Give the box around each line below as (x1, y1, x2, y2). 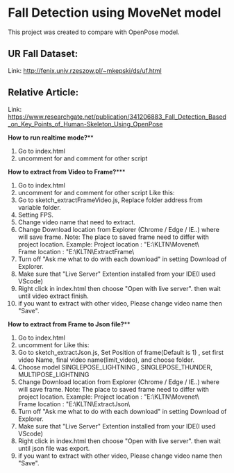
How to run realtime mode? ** (8, 133, 94, 142)
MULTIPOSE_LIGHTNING (17, 370, 90, 379)
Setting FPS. (17, 210, 54, 219)
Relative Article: (8, 87, 79, 99)
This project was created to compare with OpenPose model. (8, 28, 180, 36)
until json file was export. (17, 444, 90, 452)
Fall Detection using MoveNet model (8, 5, 222, 21)
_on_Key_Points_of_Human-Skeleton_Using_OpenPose (8, 119, 163, 128)
